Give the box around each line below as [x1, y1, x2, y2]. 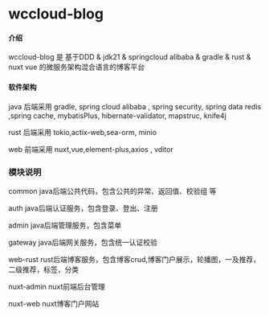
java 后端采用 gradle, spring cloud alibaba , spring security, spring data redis [8, 101, 262, 111]
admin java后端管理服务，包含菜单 [8, 220, 122, 230]
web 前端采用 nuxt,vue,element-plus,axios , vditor [8, 144, 174, 154]
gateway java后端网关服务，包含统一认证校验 [8, 237, 158, 247]
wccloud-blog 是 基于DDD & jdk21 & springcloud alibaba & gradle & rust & [8, 52, 251, 62]
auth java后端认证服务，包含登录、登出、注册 [8, 203, 158, 213]
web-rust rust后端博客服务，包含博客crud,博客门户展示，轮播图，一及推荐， [8, 254, 261, 264]
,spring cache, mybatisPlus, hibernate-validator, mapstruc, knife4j [8, 110, 226, 121]
